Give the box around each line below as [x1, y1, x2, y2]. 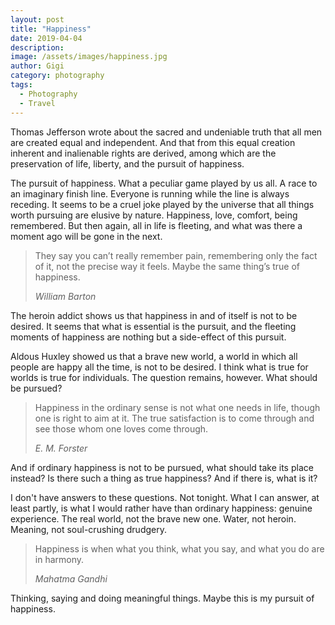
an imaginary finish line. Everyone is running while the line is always [10, 187, 290, 200]
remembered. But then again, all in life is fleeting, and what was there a [10, 219, 303, 231]
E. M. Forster [34, 442, 88, 454]
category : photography [10, 71, 105, 81]
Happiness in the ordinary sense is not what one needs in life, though [34, 401, 321, 413]
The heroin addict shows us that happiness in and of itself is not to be [10, 309, 298, 321]
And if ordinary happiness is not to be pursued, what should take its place [10, 461, 314, 473]
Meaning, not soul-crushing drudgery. [10, 523, 167, 535]
